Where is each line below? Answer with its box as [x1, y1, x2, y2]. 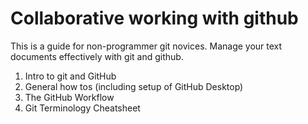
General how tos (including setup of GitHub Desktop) [24, 80, 244, 92]
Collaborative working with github [10, 7, 299, 30]
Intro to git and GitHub [24, 70, 117, 82]
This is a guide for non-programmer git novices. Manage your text [10, 40, 283, 52]
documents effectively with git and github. [10, 50, 184, 62]
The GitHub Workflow [24, 91, 115, 103]
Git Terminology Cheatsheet [24, 102, 141, 114]
